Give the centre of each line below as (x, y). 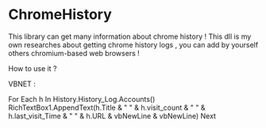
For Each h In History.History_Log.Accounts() (82, 99)
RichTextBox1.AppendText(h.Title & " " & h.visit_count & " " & (107, 107)
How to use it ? (33, 68)
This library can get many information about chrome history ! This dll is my (130, 36)
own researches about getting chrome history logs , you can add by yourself (133, 44)
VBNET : (22, 84)
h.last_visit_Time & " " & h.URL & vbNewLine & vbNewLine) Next (112, 115)
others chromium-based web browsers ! (74, 53)
